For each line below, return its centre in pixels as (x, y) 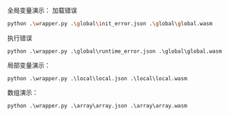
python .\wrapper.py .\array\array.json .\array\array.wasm (98, 105)
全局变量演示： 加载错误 (42, 10)
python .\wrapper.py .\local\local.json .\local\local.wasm (98, 78)
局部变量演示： (29, 65)
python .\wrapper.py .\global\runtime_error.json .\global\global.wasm (114, 51)
